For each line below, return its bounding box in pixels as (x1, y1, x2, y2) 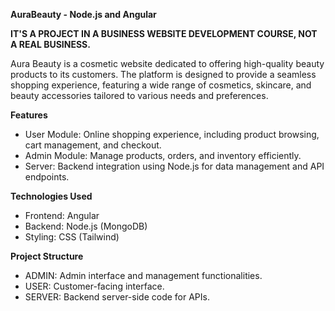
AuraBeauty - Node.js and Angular (10, 9, 157, 20)
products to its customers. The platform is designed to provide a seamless (10, 69, 317, 80)
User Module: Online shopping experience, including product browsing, (24, 129, 320, 140)
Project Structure (10, 250, 84, 262)
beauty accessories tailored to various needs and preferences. (10, 90, 269, 101)
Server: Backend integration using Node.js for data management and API (24, 160, 325, 172)
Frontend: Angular (24, 210, 100, 221)
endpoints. (24, 171, 70, 183)
